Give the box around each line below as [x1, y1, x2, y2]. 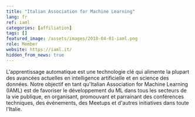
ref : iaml [6, 19, 31, 25]
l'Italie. [6, 105, 22, 112]
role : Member [6, 42, 38, 47]
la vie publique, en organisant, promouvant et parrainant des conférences [6, 93, 184, 100]
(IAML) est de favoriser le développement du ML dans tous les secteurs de [6, 87, 187, 94]
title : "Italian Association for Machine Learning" [6, 8, 135, 15]
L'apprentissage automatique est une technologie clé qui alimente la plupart [6, 68, 190, 75]
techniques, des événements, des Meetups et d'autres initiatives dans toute [6, 99, 189, 106]
